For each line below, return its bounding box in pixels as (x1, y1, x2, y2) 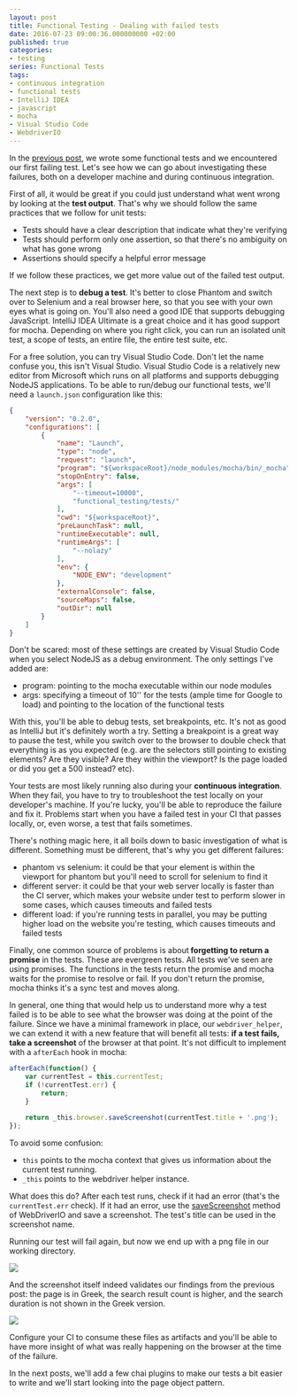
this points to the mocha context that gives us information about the (21, 1154, 272, 1165)
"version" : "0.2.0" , (25, 414, 101, 423)
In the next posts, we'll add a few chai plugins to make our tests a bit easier (9, 1368, 283, 1378)
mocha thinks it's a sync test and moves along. (9, 982, 180, 993)
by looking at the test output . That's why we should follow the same (9, 198, 258, 208)
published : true (9, 37, 69, 47)
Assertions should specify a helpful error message (21, 252, 206, 263)
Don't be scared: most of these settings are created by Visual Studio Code (9, 644, 280, 656)
